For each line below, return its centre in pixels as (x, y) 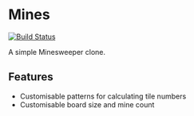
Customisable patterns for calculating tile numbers (103, 96)
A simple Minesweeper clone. (57, 52)
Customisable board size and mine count (87, 104)
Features (31, 77)
